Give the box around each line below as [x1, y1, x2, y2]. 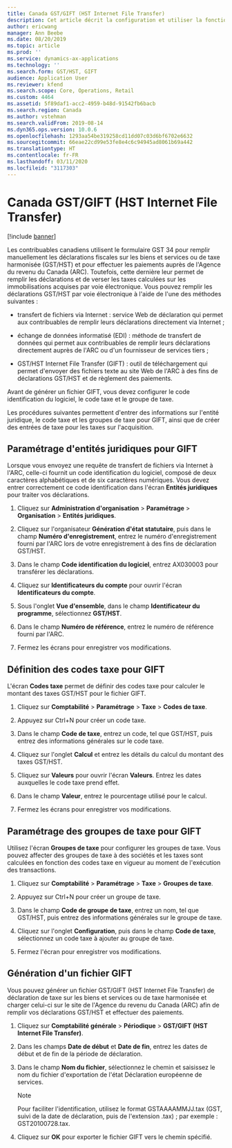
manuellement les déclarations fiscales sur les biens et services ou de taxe [7, 253, 221, 261]
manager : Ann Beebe [7, 29, 64, 37]
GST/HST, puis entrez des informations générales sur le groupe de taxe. [17, 913, 222, 922]
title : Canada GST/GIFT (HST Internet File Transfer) [7, 10, 166, 17]
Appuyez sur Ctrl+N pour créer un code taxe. [17, 716, 146, 724]
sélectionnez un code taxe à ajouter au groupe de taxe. [17, 934, 175, 942]
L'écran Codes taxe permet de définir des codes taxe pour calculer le [7, 682, 205, 690]
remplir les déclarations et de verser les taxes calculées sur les [7, 275, 186, 283]
